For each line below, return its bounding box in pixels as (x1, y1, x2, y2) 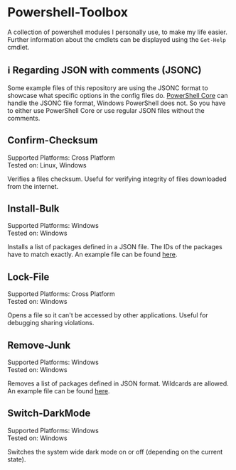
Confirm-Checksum (7, 134, 98, 146)
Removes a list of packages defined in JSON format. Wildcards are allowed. (7, 379, 229, 388)
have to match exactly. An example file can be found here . (7, 250, 178, 259)
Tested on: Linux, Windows (7, 160, 87, 169)
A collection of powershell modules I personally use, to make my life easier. (7, 28, 227, 36)
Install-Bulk (7, 202, 60, 214)
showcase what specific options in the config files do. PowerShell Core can (7, 91, 229, 99)
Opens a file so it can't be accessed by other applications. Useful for (7, 311, 208, 319)
